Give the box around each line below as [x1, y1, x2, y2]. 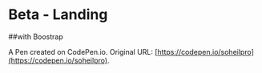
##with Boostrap [8, 32, 63, 41]
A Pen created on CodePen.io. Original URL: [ [8, 47, 158, 56]
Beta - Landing [8, 6, 108, 24]
